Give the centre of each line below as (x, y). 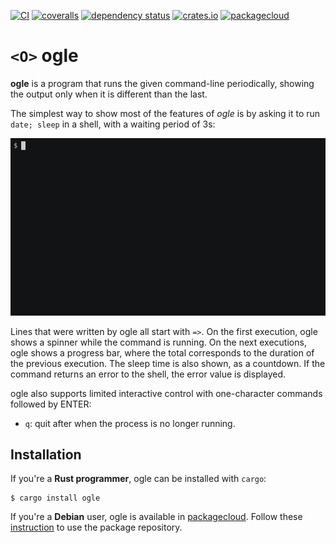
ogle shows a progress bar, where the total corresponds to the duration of (162, 352)
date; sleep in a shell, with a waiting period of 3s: (113, 124)
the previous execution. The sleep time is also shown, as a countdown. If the (168, 363)
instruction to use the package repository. (96, 527)
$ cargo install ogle (55, 498)
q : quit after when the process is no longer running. (130, 423)
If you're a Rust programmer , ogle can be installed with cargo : (138, 479)
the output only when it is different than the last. (109, 94)
